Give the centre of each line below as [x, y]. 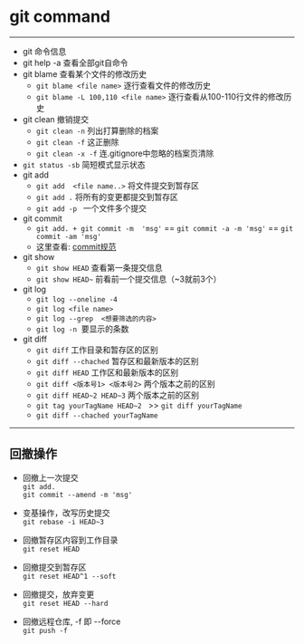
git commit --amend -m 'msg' [77, 495]
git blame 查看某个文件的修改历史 [85, 73]
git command [60, 17]
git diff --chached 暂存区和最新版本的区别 [117, 360]
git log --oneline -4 [76, 299]
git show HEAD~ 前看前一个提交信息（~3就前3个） [128, 279]
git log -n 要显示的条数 [82, 329]
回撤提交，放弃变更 [58, 594]
